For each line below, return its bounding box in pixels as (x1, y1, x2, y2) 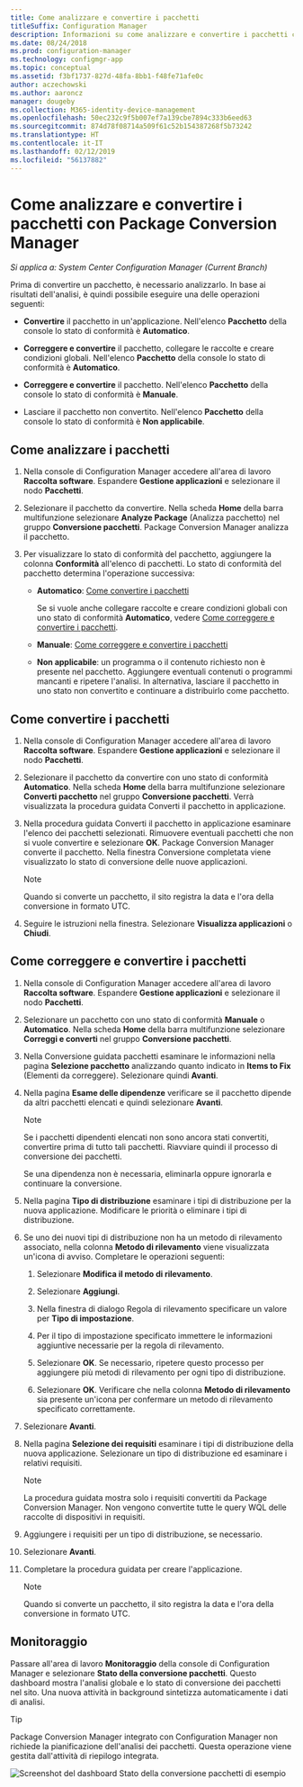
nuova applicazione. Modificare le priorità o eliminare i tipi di (22, 1205, 247, 1216)
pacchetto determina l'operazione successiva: (22, 568, 195, 579)
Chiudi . (22, 928, 52, 938)
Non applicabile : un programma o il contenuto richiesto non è (36, 657, 266, 668)
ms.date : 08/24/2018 (10, 38, 88, 48)
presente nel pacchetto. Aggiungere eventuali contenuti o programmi (36, 667, 293, 678)
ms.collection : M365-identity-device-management (10, 105, 196, 114)
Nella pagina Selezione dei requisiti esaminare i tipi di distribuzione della (22, 1438, 294, 1449)
